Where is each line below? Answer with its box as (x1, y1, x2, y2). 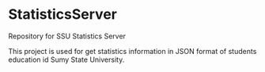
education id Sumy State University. (8, 55, 125, 64)
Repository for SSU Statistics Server (8, 31, 127, 41)
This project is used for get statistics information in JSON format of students (8, 46, 257, 56)
